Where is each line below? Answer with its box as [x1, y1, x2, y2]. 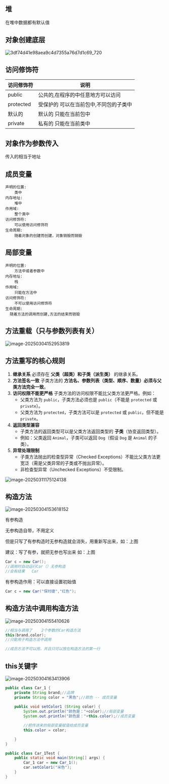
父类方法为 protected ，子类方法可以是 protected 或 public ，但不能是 [20, 409, 164, 415]
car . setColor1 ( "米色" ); [23, 765, 72, 770]
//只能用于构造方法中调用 [5, 637, 52, 642]
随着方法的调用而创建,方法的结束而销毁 [10, 312, 80, 317]
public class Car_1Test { [5, 750, 60, 756]
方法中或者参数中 [14, 268, 45, 274]
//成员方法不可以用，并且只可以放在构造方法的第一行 [5, 646, 100, 652]
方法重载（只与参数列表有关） [5, 327, 99, 336]
